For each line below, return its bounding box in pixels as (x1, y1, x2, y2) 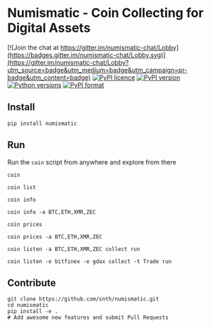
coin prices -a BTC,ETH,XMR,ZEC (7, 233, 102, 241)
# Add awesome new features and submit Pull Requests (7, 314, 169, 322)
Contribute (7, 277, 56, 288)
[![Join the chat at (7, 43, 59, 51)
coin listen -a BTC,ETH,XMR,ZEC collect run (7, 245, 140, 253)
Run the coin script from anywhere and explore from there (7, 157, 176, 166)
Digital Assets (7, 20, 91, 36)
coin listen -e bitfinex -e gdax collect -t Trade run (7, 257, 172, 265)
